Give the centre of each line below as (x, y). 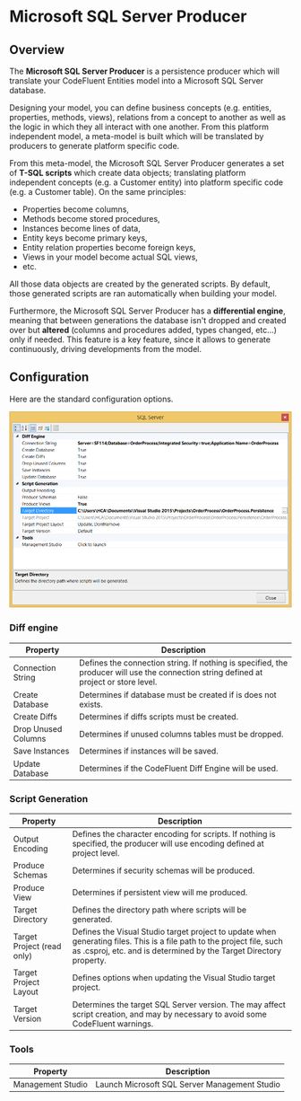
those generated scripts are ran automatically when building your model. (143, 293)
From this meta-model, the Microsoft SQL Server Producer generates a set (147, 163)
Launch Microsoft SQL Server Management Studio (188, 1085)
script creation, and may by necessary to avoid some (169, 1014)
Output (26, 839)
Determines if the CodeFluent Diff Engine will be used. (179, 769)
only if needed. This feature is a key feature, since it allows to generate (140, 339)
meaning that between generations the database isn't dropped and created (148, 320)
